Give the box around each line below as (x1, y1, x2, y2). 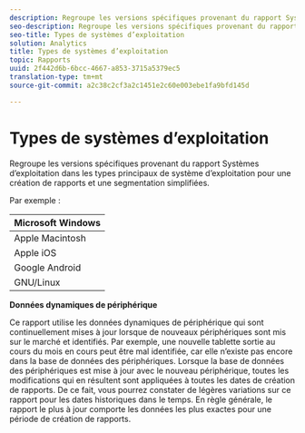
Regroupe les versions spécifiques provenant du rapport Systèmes (9, 158, 260, 169)
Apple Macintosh (14, 231, 86, 244)
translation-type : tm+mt (9, 73, 103, 82)
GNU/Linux (14, 276, 61, 289)
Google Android (14, 261, 82, 273)
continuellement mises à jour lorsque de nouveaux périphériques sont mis (9, 326, 287, 337)
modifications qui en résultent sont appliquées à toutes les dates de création (9, 374, 296, 386)
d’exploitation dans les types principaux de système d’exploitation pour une (9, 167, 291, 178)
